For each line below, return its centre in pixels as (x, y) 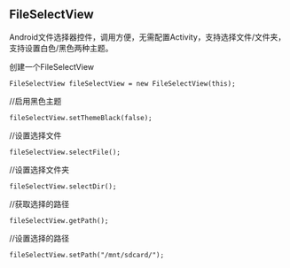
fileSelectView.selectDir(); (63, 186)
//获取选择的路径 (39, 203)
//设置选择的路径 (39, 238)
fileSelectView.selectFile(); (65, 152)
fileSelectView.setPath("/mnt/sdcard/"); (87, 255)
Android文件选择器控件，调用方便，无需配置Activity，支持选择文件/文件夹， (148, 37)
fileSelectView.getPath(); (59, 220)
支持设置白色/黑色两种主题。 (61, 48)
